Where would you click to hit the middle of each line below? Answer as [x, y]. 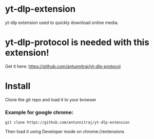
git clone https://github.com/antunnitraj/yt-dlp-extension [67, 123]
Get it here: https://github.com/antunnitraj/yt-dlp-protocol [63, 66]
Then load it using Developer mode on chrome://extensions [65, 132]
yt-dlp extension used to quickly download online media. [62, 23]
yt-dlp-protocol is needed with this [77, 42]
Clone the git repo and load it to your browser [51, 99]
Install [18, 86]
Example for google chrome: [39, 112]
